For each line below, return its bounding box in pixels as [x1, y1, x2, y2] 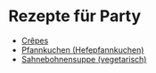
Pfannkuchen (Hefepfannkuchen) [21, 44, 144, 55]
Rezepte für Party [8, 6, 142, 26]
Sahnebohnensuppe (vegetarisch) [21, 54, 147, 64]
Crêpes [21, 35, 49, 46]
